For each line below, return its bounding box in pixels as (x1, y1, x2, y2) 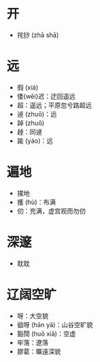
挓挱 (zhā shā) (16, 31, 60, 39)
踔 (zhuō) (16, 118, 45, 127)
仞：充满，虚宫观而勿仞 (16, 206, 86, 215)
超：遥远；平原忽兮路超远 (16, 100, 92, 110)
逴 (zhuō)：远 (16, 110, 57, 118)
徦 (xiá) (16, 82, 38, 92)
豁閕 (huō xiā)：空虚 (16, 329, 76, 338)
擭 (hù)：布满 (16, 198, 56, 206)
